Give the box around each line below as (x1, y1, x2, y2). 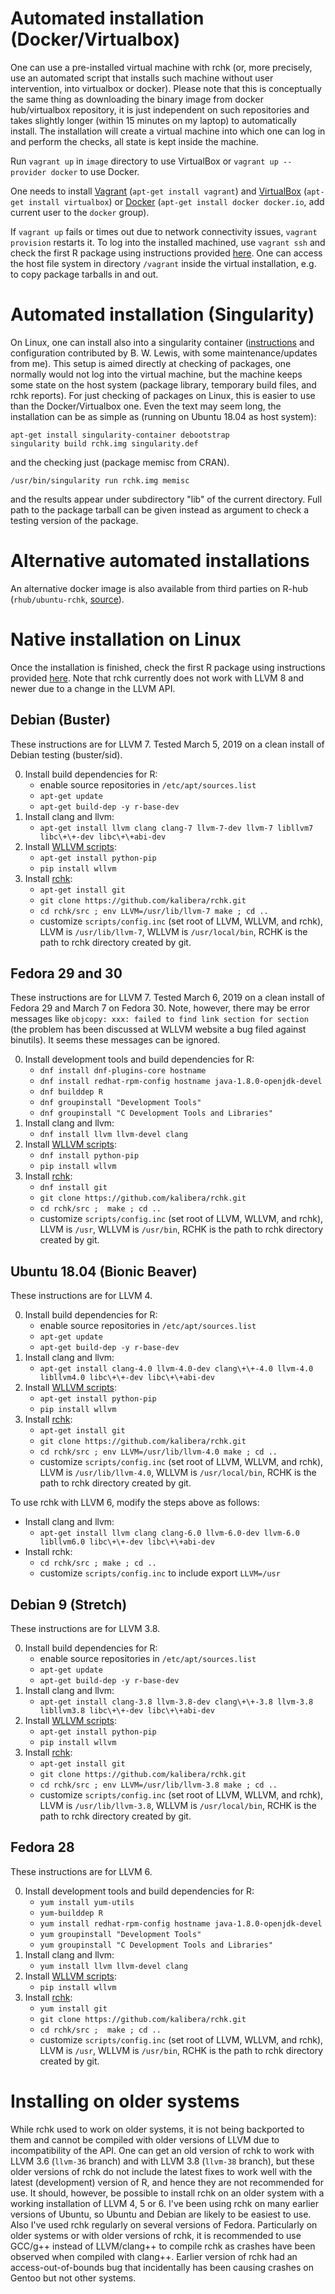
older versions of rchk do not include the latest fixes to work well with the (10, 2165, 313, 2177)
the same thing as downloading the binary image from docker (10, 93, 264, 105)
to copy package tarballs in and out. (10, 268, 159, 280)
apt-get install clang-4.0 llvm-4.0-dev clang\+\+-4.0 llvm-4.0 (39, 1364, 314, 1374)
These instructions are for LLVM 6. (10, 1865, 153, 1877)
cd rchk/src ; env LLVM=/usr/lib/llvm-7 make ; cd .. (39, 906, 269, 916)
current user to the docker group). (10, 206, 150, 218)
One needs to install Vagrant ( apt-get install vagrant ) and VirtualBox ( (10, 185, 308, 197)
